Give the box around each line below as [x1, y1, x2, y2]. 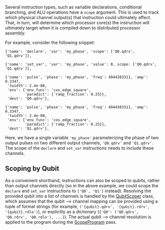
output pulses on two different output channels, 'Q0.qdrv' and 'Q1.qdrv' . [5, 140, 153, 146]
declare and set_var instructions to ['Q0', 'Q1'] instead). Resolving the [5, 188, 151, 194]
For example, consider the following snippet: [5, 40, 95, 46]
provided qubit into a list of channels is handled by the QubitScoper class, [5, 193, 155, 199]
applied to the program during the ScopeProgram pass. [5, 219, 117, 225]
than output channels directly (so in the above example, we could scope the [5, 183, 159, 188]
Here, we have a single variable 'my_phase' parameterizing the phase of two [5, 135, 159, 140]
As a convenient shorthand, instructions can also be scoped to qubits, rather [5, 177, 160, 183]
